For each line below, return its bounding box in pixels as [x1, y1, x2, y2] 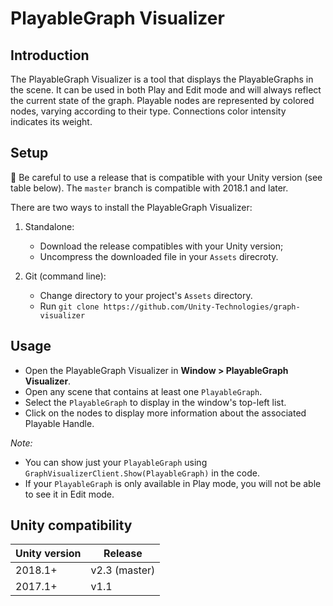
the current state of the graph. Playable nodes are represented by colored [10, 95, 315, 106]
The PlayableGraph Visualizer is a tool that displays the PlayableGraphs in [10, 73, 314, 85]
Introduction [10, 47, 90, 64]
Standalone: [24, 220, 75, 232]
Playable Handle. [24, 417, 95, 429]
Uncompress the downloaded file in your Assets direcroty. [39, 250, 279, 262]
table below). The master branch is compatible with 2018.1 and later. [10, 182, 289, 194]
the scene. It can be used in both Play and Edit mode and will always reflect [10, 84, 322, 96]
